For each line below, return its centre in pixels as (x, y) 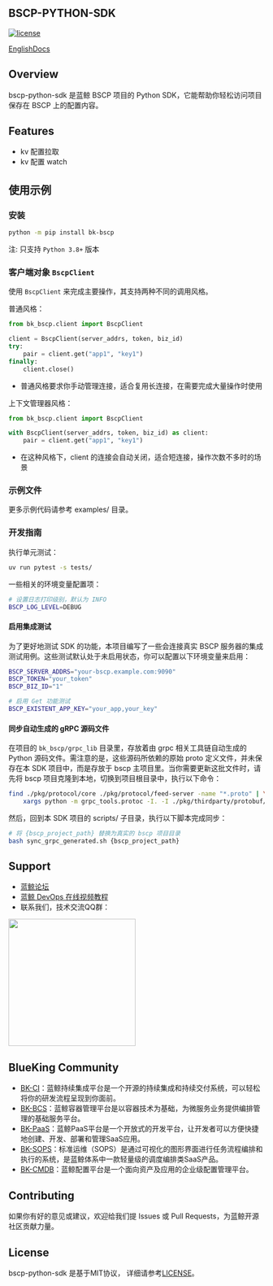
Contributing (41, 1195)
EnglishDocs (29, 49)
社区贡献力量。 (33, 1227)
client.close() (49, 369)
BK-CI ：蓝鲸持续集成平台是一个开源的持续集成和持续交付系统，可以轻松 (140, 1088)
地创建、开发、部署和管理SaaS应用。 (82, 1139)
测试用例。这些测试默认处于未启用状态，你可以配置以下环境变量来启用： (129, 656)
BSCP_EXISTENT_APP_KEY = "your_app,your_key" (83, 709)
